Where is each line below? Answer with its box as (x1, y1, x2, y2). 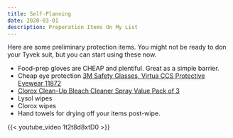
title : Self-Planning (7, 10, 72, 18)
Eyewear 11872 (17, 79, 62, 88)
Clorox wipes (17, 102, 57, 110)
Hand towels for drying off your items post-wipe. (17, 109, 161, 117)
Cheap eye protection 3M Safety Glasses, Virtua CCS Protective (17, 71, 205, 80)
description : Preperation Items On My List (7, 23, 139, 30)
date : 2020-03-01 (7, 17, 59, 24)
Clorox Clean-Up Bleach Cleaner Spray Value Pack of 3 (17, 86, 180, 96)
